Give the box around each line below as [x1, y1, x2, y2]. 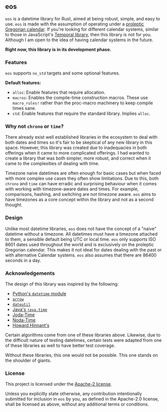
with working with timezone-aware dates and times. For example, [5, 186, 139, 192]
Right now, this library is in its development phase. [5, 46, 112, 52]
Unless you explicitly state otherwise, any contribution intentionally [5, 391, 142, 397]
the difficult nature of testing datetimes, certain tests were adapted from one [5, 337, 162, 343]
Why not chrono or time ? [5, 123, 64, 130]
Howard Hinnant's [12, 323, 50, 328]
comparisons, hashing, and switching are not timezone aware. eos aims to [5, 191, 157, 197]
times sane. [12, 105, 36, 111]
